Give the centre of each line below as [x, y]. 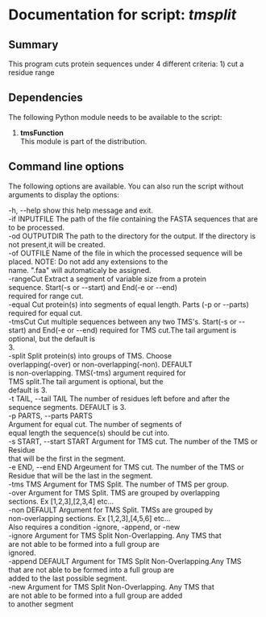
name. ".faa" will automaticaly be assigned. [80, 270]
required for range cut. [46, 296]
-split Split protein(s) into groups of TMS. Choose [90, 355]
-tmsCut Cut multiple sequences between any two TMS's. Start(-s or [123, 321]
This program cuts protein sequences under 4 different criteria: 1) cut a [126, 64]
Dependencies [46, 98]
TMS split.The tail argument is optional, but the [86, 381]
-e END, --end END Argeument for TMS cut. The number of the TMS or [126, 467]
